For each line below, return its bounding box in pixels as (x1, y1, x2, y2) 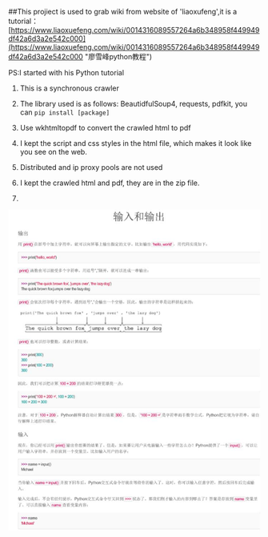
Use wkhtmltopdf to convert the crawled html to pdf (19, 123, 191, 132)
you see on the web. (19, 147, 88, 156)
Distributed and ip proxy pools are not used (19, 163, 163, 172)
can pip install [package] (19, 107, 110, 117)
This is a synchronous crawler (19, 83, 120, 93)
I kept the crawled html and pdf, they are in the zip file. (19, 178, 200, 188)
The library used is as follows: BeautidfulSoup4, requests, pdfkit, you (19, 99, 248, 108)
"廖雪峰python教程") (85, 52, 153, 61)
